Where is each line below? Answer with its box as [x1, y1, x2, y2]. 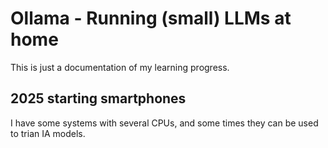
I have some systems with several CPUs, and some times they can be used [10, 117, 319, 129]
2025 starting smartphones [10, 90, 187, 107]
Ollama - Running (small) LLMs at [10, 7, 292, 30]
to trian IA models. [10, 127, 86, 139]
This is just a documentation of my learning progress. [10, 61, 230, 73]
